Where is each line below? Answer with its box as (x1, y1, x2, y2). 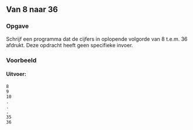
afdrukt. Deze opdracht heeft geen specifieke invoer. (6, 41, 133, 48)
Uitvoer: (6, 71, 26, 78)
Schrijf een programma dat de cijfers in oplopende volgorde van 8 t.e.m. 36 (6, 35, 188, 43)
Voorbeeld (6, 56, 37, 64)
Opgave (6, 22, 29, 30)
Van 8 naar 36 (6, 5, 58, 15)
